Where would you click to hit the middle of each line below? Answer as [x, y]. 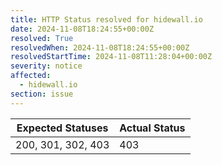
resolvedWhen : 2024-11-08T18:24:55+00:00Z [100, 47]
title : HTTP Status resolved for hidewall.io [106, 19]
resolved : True [42, 38]
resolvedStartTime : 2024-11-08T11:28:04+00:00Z [111, 57]
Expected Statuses [62, 128]
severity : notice [46, 66]
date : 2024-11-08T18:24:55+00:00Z [82, 29]
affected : [31, 76]
